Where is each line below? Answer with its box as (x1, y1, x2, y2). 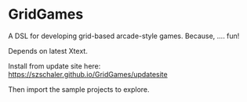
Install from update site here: (8, 61, 101, 71)
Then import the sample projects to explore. (8, 84, 151, 94)
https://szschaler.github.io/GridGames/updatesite (8, 69, 168, 79)
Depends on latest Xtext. (8, 46, 88, 55)
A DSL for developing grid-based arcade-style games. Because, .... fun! (8, 31, 240, 40)
